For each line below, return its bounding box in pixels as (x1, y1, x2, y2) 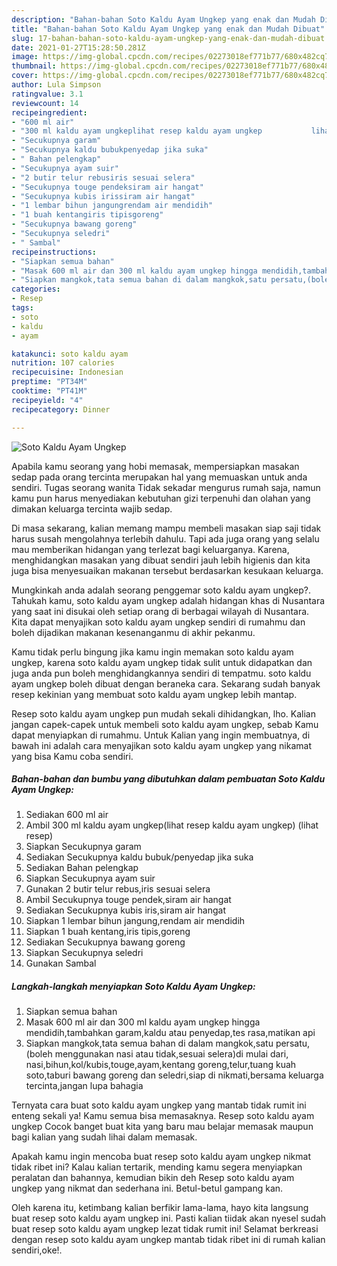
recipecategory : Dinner (11, 404, 111, 415)
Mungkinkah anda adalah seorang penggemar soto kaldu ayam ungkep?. (11, 584, 311, 596)
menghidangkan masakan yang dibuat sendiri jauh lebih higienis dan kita (11, 554, 311, 566)
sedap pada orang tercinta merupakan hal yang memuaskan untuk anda (11, 471, 308, 483)
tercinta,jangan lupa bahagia (25, 1080, 144, 1092)
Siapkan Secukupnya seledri (25, 947, 144, 959)
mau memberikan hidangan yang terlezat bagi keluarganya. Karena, (11, 543, 290, 555)
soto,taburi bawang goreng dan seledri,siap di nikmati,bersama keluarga (25, 1069, 324, 1081)
